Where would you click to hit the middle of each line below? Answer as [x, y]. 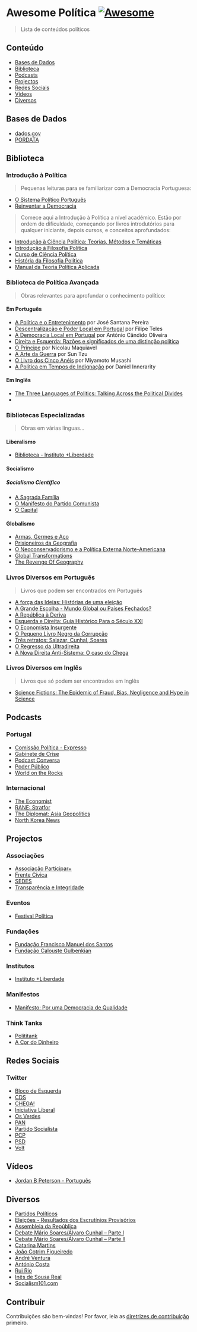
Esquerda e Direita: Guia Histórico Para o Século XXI [79, 621]
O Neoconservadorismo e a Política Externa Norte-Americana [90, 549]
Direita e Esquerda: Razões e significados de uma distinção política [97, 341]
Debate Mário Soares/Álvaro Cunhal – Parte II [70, 1239]
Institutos [20, 966]
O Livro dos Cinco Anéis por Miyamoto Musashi [73, 360]
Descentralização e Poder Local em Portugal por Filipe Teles [89, 329]
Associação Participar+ [43, 868]
